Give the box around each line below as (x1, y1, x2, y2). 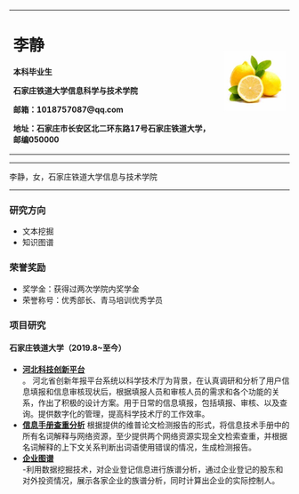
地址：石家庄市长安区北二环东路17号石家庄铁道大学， (12, 123, 211, 133)
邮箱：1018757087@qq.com (12, 104, 124, 115)
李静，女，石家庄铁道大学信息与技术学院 (9, 171, 158, 182)
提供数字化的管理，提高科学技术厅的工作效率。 (37, 408, 210, 418)
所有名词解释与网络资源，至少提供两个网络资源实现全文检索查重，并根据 (21, 430, 287, 441)
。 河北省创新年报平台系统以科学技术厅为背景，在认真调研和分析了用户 (21, 375, 282, 386)
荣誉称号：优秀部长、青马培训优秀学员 (21, 294, 163, 305)
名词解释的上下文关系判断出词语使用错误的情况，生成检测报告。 (21, 442, 256, 452)
